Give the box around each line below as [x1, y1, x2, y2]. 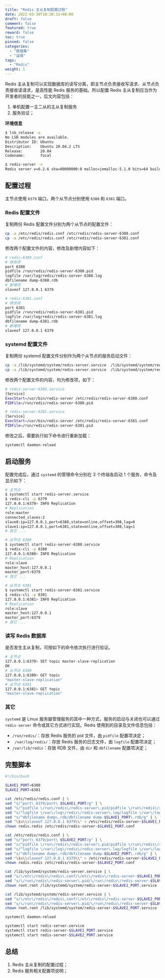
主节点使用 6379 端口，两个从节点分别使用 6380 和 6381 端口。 [5, 195, 129, 201]
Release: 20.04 [5, 148, 52, 153]
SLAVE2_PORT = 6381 [5, 788, 41, 793]
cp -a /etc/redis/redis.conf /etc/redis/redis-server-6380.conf [5, 231, 139, 236]
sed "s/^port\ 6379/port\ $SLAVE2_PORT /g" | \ [5, 837, 102, 842]
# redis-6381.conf [5, 296, 43, 301]
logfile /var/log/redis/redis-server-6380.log [5, 273, 102, 279]
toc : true [5, 35, 26, 40]
